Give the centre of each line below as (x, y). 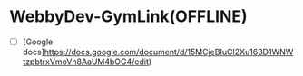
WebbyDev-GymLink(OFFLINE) (128, 17)
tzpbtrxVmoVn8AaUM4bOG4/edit (86, 62)
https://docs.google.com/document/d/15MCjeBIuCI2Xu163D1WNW (169, 52)
